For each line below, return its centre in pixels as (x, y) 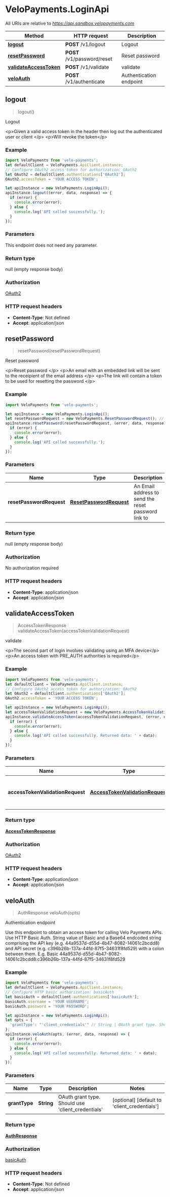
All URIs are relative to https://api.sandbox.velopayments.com (70, 23)
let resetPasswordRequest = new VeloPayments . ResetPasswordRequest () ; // (85, 419)
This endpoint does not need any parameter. (51, 245)
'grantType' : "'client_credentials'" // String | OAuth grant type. (83, 1025)
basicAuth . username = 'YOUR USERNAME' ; (47, 1002)
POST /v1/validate (87, 67)
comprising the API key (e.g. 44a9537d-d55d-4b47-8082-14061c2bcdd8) (82, 943)
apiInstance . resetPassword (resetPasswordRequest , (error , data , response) (86, 423)
